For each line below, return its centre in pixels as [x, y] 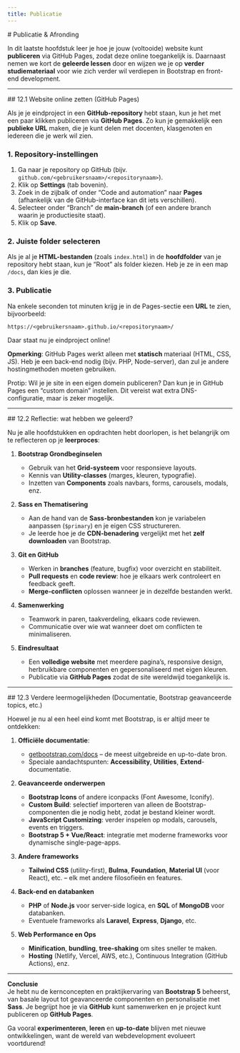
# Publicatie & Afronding [43, 34]
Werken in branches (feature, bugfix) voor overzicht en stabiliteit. [125, 568]
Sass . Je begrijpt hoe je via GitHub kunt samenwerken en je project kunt [114, 1007]
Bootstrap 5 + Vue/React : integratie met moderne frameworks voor [128, 835]
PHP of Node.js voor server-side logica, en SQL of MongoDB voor [126, 905]
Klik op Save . [37, 223]
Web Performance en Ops [57, 934]
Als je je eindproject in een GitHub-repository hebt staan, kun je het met [114, 113]
